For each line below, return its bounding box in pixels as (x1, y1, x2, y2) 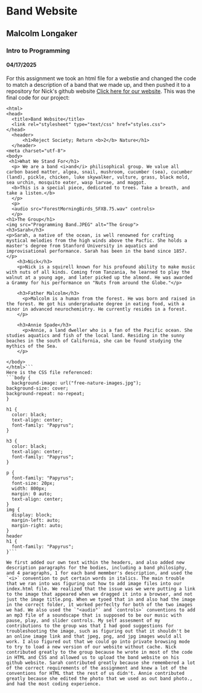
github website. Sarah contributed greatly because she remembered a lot (6, 659, 196, 666)
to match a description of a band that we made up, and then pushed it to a (6, 81, 191, 88)
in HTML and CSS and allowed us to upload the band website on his (6, 654, 180, 660)
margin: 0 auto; (11, 490, 52, 497)
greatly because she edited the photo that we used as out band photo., (6, 676, 193, 682)
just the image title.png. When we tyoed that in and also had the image (6, 596, 196, 603)
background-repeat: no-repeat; (6, 390, 85, 396)
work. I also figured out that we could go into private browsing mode (6, 638, 190, 645)
